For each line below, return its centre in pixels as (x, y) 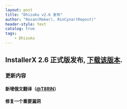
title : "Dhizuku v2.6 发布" (34, 15)
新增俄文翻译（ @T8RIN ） (32, 89)
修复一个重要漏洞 (23, 101)
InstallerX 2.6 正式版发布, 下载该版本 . (64, 60)
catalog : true (20, 29)
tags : (11, 33)
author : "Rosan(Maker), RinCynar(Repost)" (51, 19)
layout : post (19, 10)
